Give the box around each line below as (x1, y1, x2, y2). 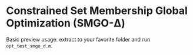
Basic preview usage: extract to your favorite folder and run (6, 36, 151, 43)
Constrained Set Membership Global (6, 4, 188, 18)
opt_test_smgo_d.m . (6, 42, 53, 49)
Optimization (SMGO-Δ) (6, 16, 125, 30)
